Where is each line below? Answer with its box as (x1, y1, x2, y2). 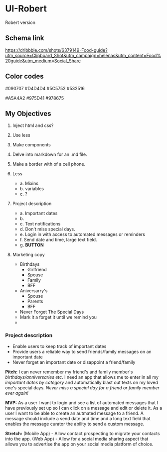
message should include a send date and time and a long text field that (5, 415, 151, 421)
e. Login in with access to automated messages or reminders (19, 231, 146, 237)
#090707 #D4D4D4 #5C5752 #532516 (5, 85, 85, 91)
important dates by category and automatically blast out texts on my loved (5, 379, 159, 385)
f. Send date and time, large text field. (19, 237, 97, 243)
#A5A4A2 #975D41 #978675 (5, 95, 64, 101)
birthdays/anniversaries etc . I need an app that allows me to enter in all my (5, 374, 159, 380)
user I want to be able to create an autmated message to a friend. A (5, 410, 144, 416)
